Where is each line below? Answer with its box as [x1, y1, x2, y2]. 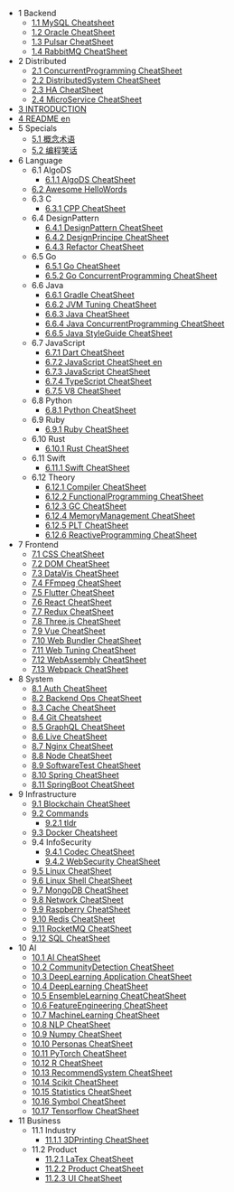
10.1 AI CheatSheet [31, 953, 101, 962]
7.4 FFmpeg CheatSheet [31, 577, 122, 588]
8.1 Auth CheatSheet [31, 683, 108, 694]
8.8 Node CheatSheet [31, 750, 113, 761]
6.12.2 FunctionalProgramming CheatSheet [44, 492, 204, 502]
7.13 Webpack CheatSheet [31, 664, 129, 674]
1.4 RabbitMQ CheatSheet [31, 46, 128, 57]
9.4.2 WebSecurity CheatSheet [44, 856, 161, 867]
